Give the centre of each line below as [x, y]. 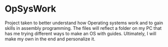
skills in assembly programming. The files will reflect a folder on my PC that [83, 28]
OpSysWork [31, 9]
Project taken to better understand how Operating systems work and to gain [84, 23]
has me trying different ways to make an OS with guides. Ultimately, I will [80, 33]
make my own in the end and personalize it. [50, 39]
